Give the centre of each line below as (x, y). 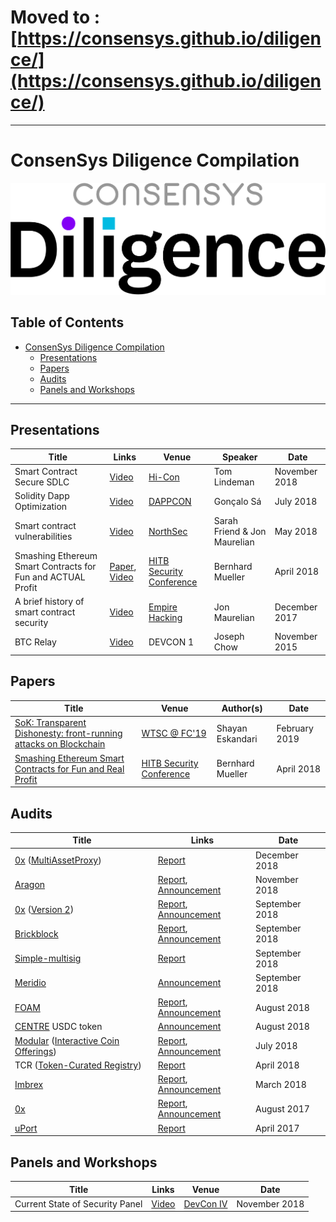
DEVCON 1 (171, 642)
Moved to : (55, 17)
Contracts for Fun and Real (69, 768)
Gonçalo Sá (237, 501)
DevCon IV (205, 1203)
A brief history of (49, 602)
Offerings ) (35, 1051)
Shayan (232, 728)
